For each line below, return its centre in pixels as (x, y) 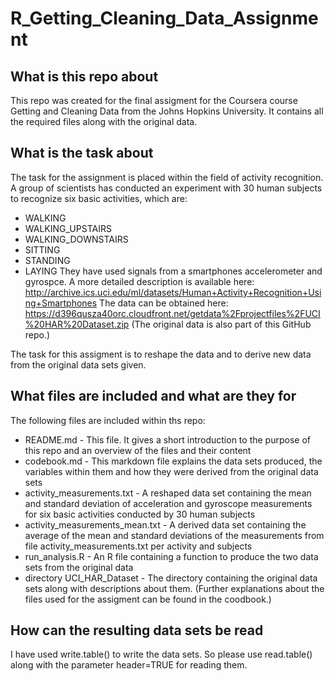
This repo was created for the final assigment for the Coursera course (154, 100)
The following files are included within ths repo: (108, 420)
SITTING (42, 249)
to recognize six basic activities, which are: (99, 198)
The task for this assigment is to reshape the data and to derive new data (161, 354)
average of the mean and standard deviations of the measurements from (174, 535)
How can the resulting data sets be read (137, 630)
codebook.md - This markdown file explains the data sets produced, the (173, 461)
